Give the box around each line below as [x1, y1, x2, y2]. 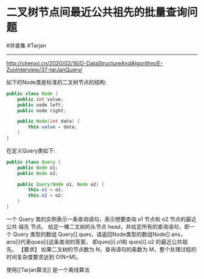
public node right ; [17, 107, 67, 114]
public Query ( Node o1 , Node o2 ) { [17, 181, 104, 188]
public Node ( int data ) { [17, 119, 80, 125]
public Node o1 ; [17, 165, 59, 171]
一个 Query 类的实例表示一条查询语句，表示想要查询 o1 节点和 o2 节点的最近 [6, 215, 197, 223]
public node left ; [17, 102, 64, 108]
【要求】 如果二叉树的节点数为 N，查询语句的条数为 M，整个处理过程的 [18, 246, 197, 253]
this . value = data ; [28, 124, 78, 130]
